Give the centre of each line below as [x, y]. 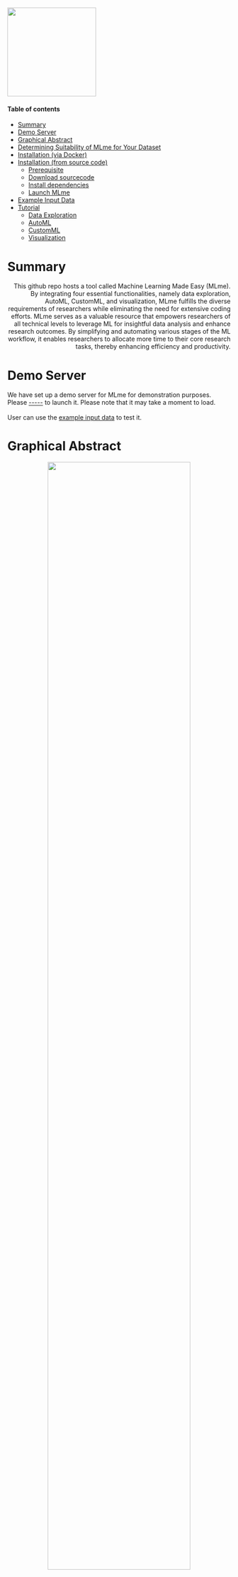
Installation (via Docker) [52, 155]
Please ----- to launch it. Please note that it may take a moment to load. [112, 403]
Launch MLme [49, 192]
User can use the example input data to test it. [74, 418]
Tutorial [29, 208]
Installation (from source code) [63, 163]
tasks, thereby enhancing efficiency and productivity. [153, 346]
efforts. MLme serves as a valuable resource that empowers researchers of [121, 317]
